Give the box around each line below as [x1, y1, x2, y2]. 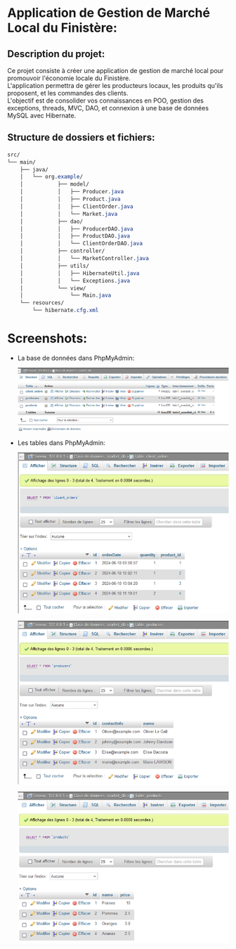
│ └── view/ [20, 285, 86, 292]
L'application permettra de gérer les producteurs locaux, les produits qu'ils [7, 82, 223, 89]
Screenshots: [7, 330, 88, 347]
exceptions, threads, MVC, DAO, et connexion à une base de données [7, 104, 209, 112]
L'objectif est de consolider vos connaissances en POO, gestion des [7, 96, 204, 105]
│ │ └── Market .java [20, 210, 118, 217]
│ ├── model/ [20, 181, 90, 188]
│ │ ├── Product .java [20, 195, 121, 203]
